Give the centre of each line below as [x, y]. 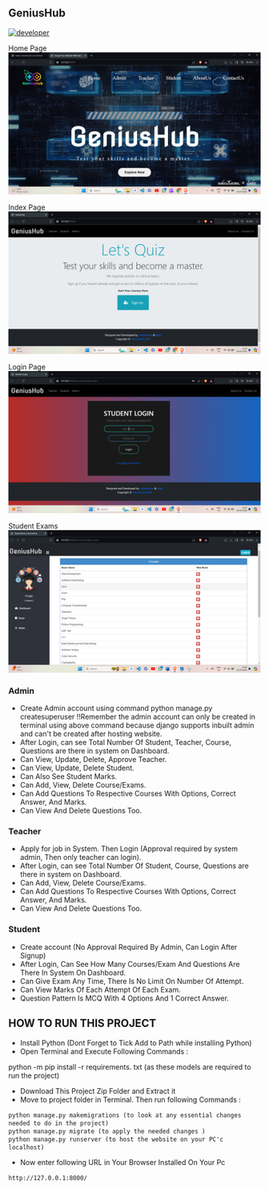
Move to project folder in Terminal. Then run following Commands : [130, 1099]
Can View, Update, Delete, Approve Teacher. [93, 760]
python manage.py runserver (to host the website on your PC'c [116, 1139]
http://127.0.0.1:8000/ [48, 1178]
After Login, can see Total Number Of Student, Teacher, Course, [126, 743]
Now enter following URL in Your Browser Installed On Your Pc [122, 1162]
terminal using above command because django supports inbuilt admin [137, 725]
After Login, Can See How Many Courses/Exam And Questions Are [130, 964]
